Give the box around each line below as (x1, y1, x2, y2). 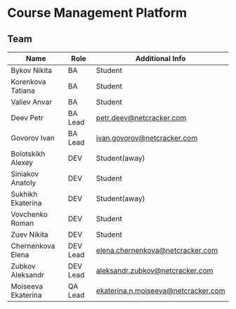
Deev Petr (11, 113, 44, 122)
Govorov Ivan (11, 133, 55, 143)
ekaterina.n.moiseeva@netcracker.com (96, 286, 225, 296)
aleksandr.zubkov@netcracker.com (96, 265, 214, 275)
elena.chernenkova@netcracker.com (96, 246, 218, 255)
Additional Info (136, 54, 186, 63)
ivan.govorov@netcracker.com (96, 133, 198, 143)
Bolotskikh (11, 149, 46, 159)
